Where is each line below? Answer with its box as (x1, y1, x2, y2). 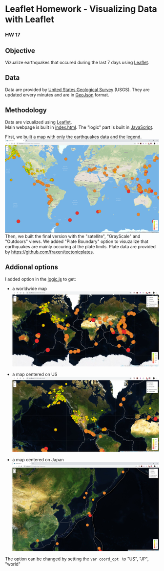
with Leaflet (5, 14, 55, 25)
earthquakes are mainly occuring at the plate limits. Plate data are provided (5, 243, 156, 249)
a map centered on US (12, 371, 58, 377)
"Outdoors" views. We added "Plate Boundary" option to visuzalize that (5, 238, 149, 244)
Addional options (5, 263, 59, 271)
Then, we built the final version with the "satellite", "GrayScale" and (5, 233, 141, 239)
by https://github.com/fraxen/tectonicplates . (5, 249, 94, 255)
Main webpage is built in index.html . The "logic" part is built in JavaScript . (5, 124, 154, 130)
